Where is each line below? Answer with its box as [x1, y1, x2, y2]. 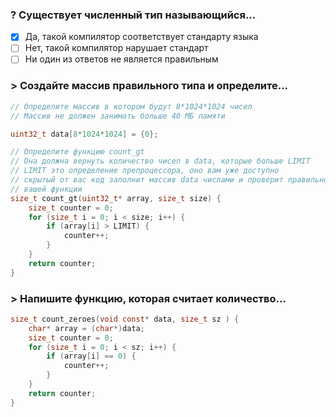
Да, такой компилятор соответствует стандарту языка [24, 31, 259, 43]
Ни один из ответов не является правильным [24, 53, 219, 65]
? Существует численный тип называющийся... [10, 8, 257, 22]
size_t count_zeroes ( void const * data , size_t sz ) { [10, 314, 240, 324]
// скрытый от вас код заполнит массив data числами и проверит [10, 175, 284, 185]
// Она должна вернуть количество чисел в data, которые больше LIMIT [10, 156, 311, 167]
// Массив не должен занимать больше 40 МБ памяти [10, 111, 226, 121]
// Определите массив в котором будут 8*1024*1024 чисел [10, 101, 253, 112]
